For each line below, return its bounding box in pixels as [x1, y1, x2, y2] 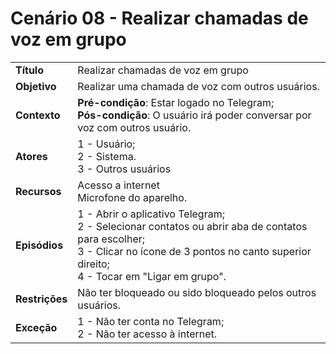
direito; [77, 257, 110, 271]
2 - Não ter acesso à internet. [77, 327, 218, 341]
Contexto [15, 108, 61, 122]
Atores [15, 149, 48, 163]
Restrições [15, 292, 68, 306]
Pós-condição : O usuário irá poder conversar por [77, 108, 312, 122]
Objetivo [15, 79, 57, 93]
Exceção [15, 320, 58, 334]
